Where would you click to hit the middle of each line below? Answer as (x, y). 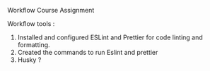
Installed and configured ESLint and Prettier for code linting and (110, 37)
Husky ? (29, 60)
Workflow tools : (31, 24)
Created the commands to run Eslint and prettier (88, 52)
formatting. (34, 45)
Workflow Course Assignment (51, 10)
